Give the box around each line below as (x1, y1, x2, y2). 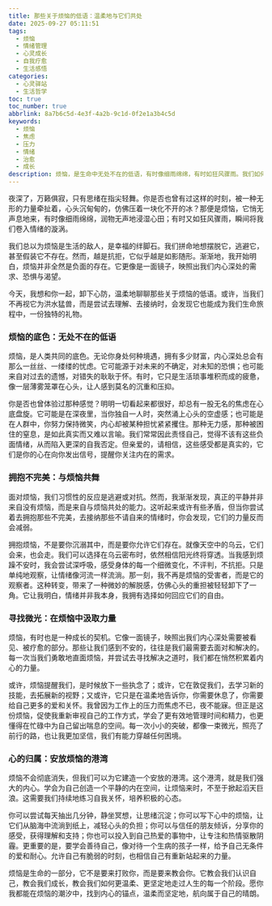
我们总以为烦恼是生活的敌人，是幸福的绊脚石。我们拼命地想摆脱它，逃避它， (8, 241, 264, 251)
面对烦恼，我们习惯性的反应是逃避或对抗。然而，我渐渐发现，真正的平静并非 (8, 492, 264, 501)
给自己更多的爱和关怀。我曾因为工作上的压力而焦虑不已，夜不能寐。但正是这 (8, 700, 264, 710)
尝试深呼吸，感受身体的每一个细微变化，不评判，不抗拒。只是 (57, 560, 264, 569)
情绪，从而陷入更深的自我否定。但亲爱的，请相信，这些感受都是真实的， (15, 440, 257, 449)
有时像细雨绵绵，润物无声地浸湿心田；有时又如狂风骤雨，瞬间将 (43, 214, 257, 223)
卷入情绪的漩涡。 (15, 224, 73, 234)
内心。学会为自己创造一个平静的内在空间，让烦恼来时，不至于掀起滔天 (22, 784, 257, 793)
